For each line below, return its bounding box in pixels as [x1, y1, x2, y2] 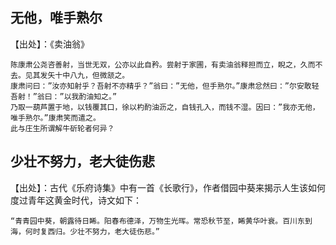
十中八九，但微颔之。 [54, 70, 130, 80]
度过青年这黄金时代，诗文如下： [10, 194, 142, 206]
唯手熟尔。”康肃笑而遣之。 [10, 113, 101, 123]
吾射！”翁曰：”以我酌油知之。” [10, 91, 118, 102]
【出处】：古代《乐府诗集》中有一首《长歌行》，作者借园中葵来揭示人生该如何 [10, 181, 326, 193]
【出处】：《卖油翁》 [10, 38, 90, 50]
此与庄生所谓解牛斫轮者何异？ [10, 123, 115, 133]
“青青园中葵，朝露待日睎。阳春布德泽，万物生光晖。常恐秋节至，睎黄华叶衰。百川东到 [10, 216, 313, 226]
